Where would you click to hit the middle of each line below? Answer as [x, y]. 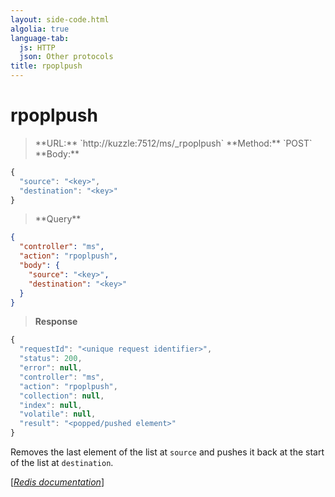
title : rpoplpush [46, 66]
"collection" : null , [62, 396]
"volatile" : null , [58, 414]
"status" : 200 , [51, 359]
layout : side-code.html [60, 19]
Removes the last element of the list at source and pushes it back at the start [167, 452]
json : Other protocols [66, 57]
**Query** [58, 219]
